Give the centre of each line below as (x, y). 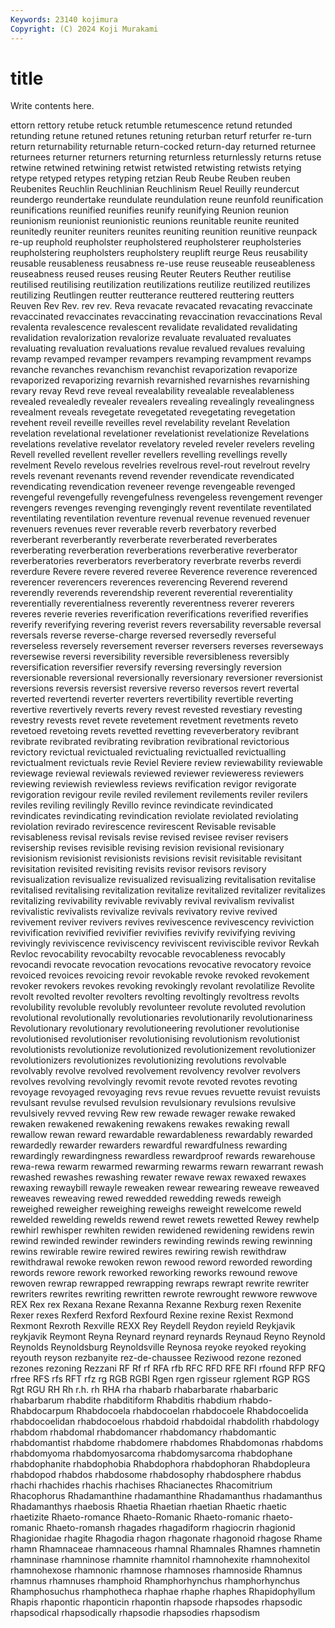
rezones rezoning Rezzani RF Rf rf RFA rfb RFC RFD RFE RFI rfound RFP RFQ (168, 1368)
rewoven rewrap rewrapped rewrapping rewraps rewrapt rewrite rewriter (160, 1283)
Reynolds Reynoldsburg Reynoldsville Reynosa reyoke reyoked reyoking (158, 1347)
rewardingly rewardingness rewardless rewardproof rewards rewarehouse (163, 1156)
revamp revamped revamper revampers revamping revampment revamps (161, 359)
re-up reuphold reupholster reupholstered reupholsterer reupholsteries (156, 242)
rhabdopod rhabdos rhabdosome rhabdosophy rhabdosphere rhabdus (156, 1475)
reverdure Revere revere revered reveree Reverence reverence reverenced (164, 572)
